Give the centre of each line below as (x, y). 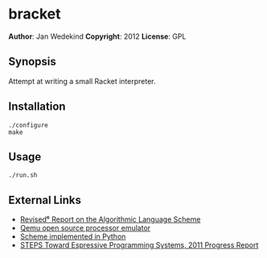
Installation (37, 107)
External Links (45, 200)
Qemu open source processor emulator (85, 228)
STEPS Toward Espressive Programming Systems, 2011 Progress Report (139, 245)
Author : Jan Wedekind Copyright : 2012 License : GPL (97, 36)
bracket (35, 14)
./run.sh (23, 175)
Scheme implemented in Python (73, 237)
